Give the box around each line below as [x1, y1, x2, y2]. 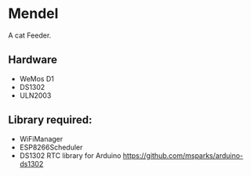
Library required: [8, 113, 93, 127]
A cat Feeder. [8, 31, 52, 40]
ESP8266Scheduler [19, 142, 83, 152]
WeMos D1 [19, 74, 55, 83]
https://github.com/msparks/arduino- [122, 150, 244, 160]
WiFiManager [19, 134, 64, 143]
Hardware [8, 53, 57, 66]
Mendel [8, 5, 59, 23]
